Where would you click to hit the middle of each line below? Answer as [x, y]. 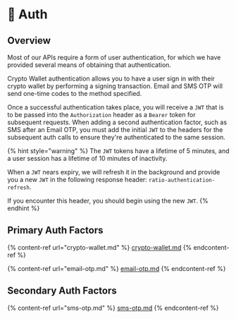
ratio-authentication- [182, 180]
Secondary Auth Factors [62, 291]
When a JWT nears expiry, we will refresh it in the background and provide [114, 172]
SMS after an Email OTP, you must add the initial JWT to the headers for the [115, 130]
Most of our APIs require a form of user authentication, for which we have [114, 57]
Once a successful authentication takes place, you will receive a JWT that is [116, 107]
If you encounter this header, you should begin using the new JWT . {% [108, 201]
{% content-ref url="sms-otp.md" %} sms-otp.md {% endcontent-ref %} [113, 308]
